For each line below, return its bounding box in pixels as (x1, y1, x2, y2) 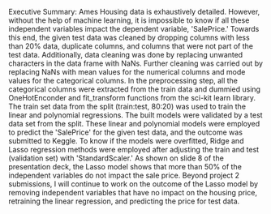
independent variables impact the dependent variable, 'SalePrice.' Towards (8, 24, 260, 33)
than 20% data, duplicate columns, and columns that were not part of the (8, 41, 254, 51)
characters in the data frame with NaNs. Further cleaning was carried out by (8, 58, 264, 68)
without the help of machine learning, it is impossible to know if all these (8, 15, 250, 25)
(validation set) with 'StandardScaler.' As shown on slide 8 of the (8, 153, 225, 163)
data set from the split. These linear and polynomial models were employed (8, 119, 260, 128)
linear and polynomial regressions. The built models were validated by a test (8, 110, 263, 120)
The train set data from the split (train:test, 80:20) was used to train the (8, 101, 246, 111)
